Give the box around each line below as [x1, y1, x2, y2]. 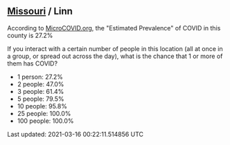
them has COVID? [7, 59, 57, 68]
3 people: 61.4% [17, 87, 64, 95]
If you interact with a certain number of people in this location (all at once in [7, 44, 223, 52]
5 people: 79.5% [17, 95, 64, 103]
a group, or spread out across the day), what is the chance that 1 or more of [7, 52, 223, 60]
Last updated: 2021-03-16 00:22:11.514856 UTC [7, 130, 144, 138]
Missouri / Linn [7, 6, 73, 17]
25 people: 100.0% [17, 109, 71, 117]
